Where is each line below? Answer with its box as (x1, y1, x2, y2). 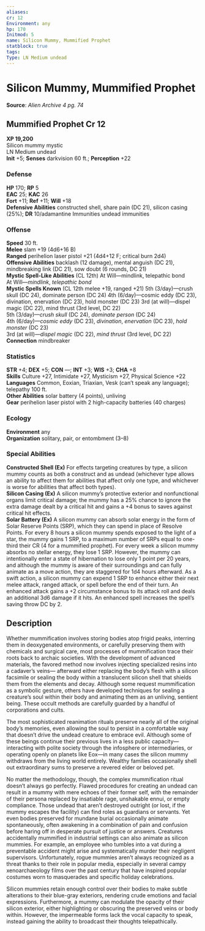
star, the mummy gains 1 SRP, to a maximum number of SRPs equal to (6, 535, 182, 542)
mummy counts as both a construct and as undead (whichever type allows (6, 470, 195, 477)
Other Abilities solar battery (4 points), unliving (6, 392, 127, 400)
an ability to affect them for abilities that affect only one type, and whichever (6, 476, 199, 484)
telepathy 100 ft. (6, 386, 47, 393)
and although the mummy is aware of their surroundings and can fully (6, 561, 182, 569)
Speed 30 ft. (6, 239, 39, 246)
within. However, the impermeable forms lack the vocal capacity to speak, (6, 911, 193, 918)
